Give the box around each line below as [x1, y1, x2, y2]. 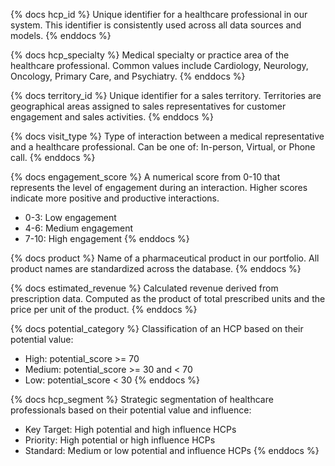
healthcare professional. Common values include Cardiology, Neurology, [10, 60, 309, 71]
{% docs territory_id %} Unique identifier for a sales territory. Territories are [10, 90, 322, 101]
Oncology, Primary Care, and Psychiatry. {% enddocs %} [10, 70, 246, 82]
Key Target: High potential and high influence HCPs [24, 424, 237, 435]
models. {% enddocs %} [10, 30, 112, 41]
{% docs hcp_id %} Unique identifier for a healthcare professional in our [10, 9, 308, 20]
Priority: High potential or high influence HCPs [24, 434, 216, 446]
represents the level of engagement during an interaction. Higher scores [10, 182, 308, 193]
